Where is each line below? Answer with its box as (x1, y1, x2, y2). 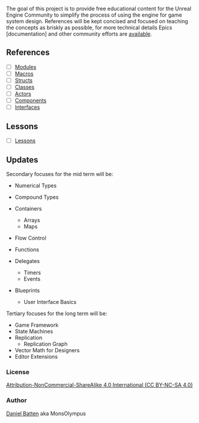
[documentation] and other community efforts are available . (6, 30, 153, 37)
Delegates (14, 257, 40, 264)
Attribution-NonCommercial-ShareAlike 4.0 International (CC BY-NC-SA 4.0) (6, 381, 193, 388)
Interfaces (14, 104, 40, 111)
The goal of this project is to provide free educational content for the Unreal (6, 5, 192, 12)
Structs (14, 77, 33, 84)
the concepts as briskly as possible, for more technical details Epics (6, 24, 172, 31)
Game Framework (14, 321, 59, 328)
